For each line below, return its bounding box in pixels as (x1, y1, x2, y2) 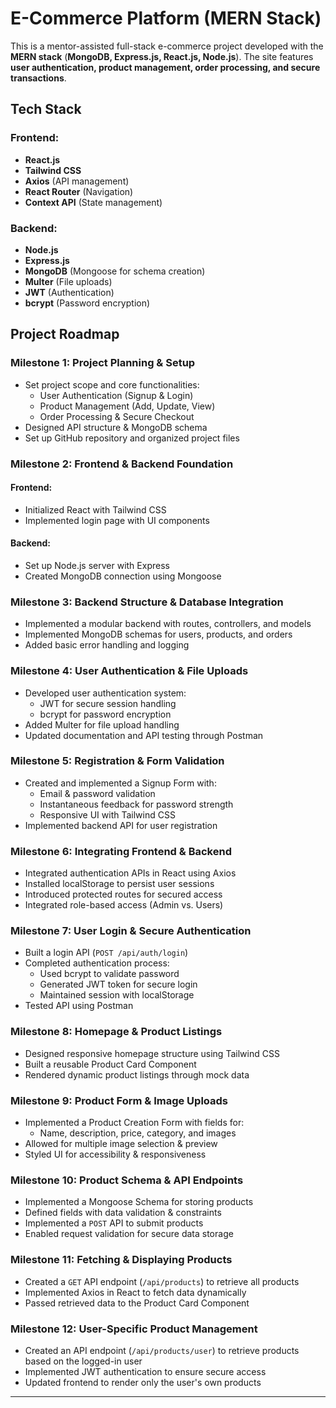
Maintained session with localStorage (39, 989, 195, 1001)
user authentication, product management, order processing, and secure (10, 61, 321, 73)
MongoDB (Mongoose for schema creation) (24, 265, 206, 277)
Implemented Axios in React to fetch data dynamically (24, 1286, 247, 1298)
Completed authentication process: (24, 957, 170, 969)
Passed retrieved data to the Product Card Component (24, 1297, 250, 1309)
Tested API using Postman (24, 1000, 134, 1012)
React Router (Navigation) (24, 185, 134, 197)
